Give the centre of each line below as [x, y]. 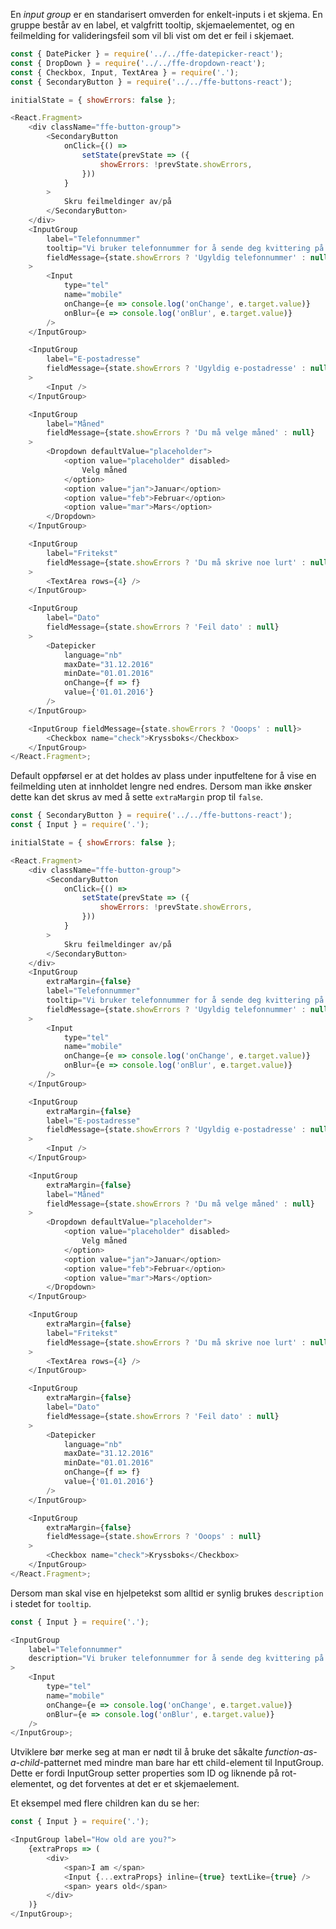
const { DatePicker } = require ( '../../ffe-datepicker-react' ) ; [147, 54]
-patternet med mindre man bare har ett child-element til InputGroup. [182, 1763]
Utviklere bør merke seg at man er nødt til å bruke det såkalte [136, 1752]
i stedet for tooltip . [51, 1603]
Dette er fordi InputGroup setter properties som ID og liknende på [145, 1773]
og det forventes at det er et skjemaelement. [148, 1784]
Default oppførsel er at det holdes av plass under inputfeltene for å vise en [163, 776]
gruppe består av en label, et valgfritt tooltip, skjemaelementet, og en [152, 25]
